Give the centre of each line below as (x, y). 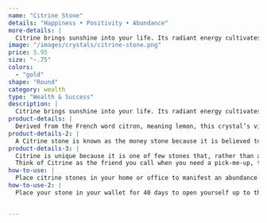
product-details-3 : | (44, 148)
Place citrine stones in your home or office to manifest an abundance (137, 178)
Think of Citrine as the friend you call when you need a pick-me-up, (135, 163)
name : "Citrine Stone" (46, 15)
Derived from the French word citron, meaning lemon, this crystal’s (133, 126)
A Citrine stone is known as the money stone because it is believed (133, 141)
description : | (33, 104)
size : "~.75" (30, 60)
